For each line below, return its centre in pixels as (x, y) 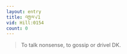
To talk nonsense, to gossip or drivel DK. (71, 45)
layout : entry (24, 12)
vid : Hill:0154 (25, 23)
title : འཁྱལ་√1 (23, 17)
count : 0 (17, 28)
